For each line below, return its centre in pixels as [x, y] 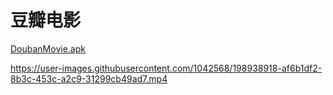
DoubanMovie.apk [48, 48]
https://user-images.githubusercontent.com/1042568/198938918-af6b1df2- [166, 68]
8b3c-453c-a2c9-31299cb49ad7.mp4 [89, 78]
